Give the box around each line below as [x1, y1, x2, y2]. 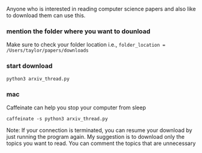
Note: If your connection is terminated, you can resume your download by [6, 126, 193, 134]
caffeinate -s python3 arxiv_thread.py [6, 116, 108, 122]
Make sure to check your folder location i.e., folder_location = [6, 41, 166, 49]
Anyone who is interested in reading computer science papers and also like [6, 6, 196, 12]
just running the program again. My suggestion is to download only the [6, 133, 185, 140]
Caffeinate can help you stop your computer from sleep [6, 104, 146, 111]
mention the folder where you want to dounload [6, 27, 151, 36]
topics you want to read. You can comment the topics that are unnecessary [6, 139, 196, 147]
